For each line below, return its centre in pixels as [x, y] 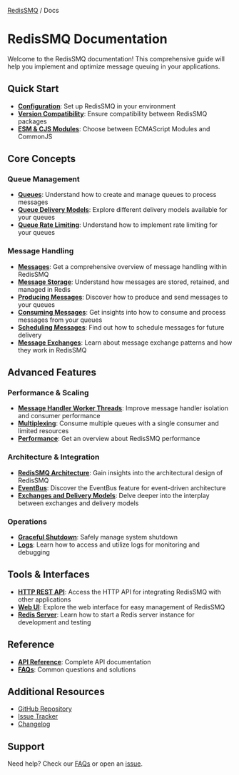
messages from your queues [60, 320]
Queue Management [44, 179]
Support [26, 746]
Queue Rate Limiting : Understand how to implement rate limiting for [118, 225]
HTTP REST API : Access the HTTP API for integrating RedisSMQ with [119, 592]
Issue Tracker [38, 716]
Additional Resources [56, 692]
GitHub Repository [45, 709]
